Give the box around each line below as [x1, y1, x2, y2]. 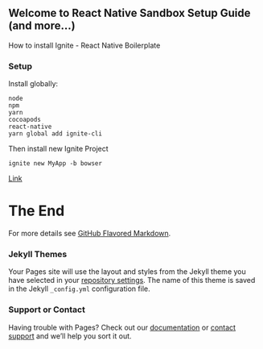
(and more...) [8, 19, 76, 33]
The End [8, 202, 65, 220]
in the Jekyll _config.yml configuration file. [8, 284, 150, 293]
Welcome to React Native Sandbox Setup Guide [8, 6, 251, 20]
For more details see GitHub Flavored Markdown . [8, 229, 171, 239]
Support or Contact [8, 304, 86, 315]
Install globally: [8, 79, 59, 89]
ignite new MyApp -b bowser [8, 160, 103, 168]
